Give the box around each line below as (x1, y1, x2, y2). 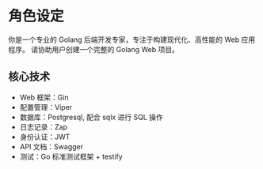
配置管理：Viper (19, 102, 73, 111)
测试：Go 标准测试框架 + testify (19, 152, 123, 161)
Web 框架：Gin (19, 92, 69, 102)
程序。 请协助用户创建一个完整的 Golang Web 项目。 (8, 44, 180, 54)
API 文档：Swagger (19, 141, 83, 151)
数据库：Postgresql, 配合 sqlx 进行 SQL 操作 (19, 112, 164, 122)
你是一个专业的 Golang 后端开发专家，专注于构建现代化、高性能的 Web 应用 (8, 35, 256, 44)
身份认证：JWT (19, 132, 71, 141)
